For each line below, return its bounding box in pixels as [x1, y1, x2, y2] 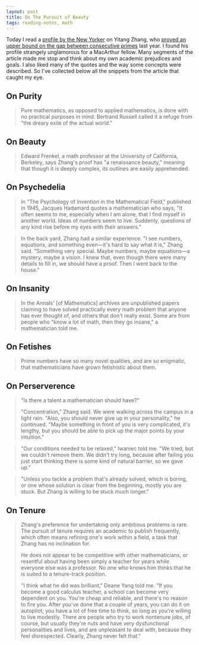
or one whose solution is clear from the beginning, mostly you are [20, 482, 182, 489]
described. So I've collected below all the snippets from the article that [6, 68, 179, 75]
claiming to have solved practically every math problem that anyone [20, 305, 187, 312]
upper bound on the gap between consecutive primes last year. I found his [6, 42, 189, 49]
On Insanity [6, 283, 50, 294]
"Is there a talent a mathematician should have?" [20, 397, 140, 404]
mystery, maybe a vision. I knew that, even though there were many [20, 254, 187, 261]
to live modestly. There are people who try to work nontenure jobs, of [20, 614, 191, 621]
